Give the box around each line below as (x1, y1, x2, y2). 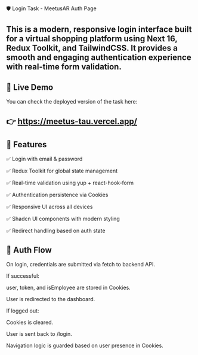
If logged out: (6, 307, 39, 314)
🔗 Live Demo (6, 82, 54, 92)
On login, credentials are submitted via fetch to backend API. (6, 261, 155, 268)
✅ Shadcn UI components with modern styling (6, 215, 120, 223)
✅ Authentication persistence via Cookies (6, 191, 109, 199)
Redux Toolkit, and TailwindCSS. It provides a (6, 43, 178, 53)
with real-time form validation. (6, 62, 122, 72)
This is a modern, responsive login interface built (6, 25, 192, 35)
